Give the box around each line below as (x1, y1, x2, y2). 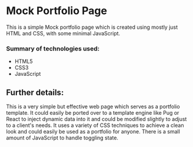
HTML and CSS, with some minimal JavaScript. (6, 29, 121, 36)
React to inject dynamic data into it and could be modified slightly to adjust (6, 116, 187, 123)
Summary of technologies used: (6, 44, 100, 52)
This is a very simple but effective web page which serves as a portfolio (6, 103, 181, 110)
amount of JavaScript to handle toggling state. (6, 134, 119, 142)
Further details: (6, 87, 64, 98)
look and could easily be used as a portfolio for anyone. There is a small (6, 128, 181, 135)
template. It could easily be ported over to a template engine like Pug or (6, 109, 179, 116)
